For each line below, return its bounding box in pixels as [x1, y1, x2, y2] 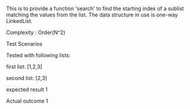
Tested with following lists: [6, 52, 71, 58]
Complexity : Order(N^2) [6, 29, 66, 36]
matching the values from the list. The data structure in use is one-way [6, 11, 178, 18]
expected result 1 [6, 86, 48, 93]
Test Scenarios [6, 41, 42, 47]
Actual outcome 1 [6, 97, 48, 104]
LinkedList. [6, 18, 32, 24]
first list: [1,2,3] [6, 63, 42, 70]
